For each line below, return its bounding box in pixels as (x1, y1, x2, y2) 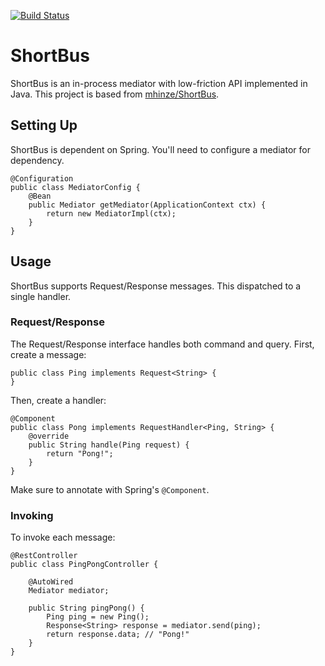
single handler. (10, 290, 72, 302)
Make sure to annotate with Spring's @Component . (10, 483, 210, 495)
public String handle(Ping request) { (28, 440, 190, 450)
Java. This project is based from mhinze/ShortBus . (10, 88, 220, 100)
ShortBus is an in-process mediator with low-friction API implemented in (10, 77, 308, 89)
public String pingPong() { (28, 603, 145, 614)
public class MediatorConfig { (10, 182, 141, 192)
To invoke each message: (10, 531, 116, 544)
